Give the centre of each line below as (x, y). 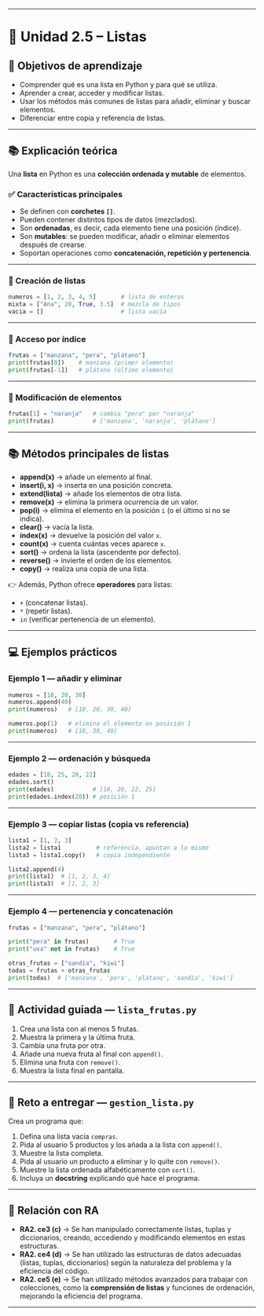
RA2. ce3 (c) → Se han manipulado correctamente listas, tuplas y (125, 1230)
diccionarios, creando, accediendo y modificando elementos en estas (132, 1237)
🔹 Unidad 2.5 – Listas (77, 37)
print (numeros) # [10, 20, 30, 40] (70, 709)
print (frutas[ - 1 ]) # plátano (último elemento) (91, 370)
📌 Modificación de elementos (65, 398)
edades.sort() (31, 783)
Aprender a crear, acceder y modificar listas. (92, 93)
